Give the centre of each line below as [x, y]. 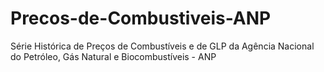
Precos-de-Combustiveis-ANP [141, 18]
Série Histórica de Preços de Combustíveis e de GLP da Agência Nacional [162, 46]
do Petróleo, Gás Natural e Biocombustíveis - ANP [113, 56]
